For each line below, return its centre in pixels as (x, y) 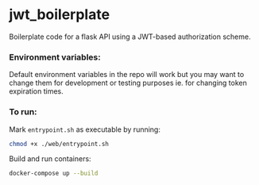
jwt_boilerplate (60, 15)
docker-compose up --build (54, 173)
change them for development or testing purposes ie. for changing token (128, 83)
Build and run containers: (50, 159)
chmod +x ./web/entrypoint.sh (59, 144)
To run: (23, 112)
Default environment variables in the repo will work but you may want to (127, 75)
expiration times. (36, 91)
